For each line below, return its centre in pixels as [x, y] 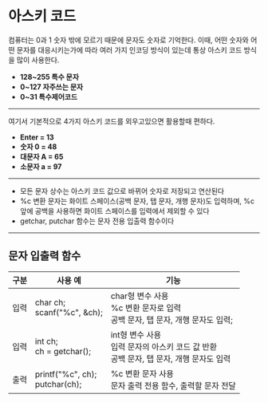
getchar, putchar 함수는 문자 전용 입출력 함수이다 [97, 221]
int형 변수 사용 [136, 334]
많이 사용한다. [38, 60]
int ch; [46, 341]
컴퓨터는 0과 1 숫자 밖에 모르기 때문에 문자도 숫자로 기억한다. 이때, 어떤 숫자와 [129, 40]
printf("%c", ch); [66, 374]
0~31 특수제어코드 [49, 97]
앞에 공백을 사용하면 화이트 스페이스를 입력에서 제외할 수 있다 [114, 211]
